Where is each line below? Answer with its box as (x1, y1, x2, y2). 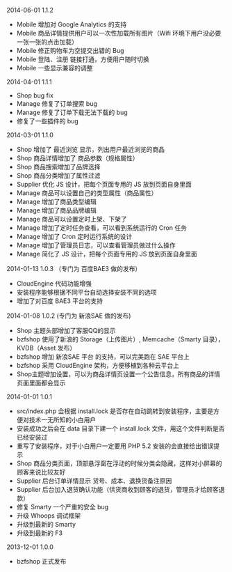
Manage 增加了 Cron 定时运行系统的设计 (16, 233, 133, 240)
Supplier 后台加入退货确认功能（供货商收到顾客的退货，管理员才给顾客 (16, 486, 219, 493)
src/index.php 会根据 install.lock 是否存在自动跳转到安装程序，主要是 (16, 407, 214, 415)
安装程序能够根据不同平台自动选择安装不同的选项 (16, 288, 157, 296)
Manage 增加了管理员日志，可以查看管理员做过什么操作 (16, 241, 176, 249)
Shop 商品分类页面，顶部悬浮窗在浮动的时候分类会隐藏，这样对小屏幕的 (16, 459, 222, 467)
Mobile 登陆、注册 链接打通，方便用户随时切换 (16, 55, 150, 63)
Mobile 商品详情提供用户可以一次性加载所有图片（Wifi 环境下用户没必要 (16, 29, 222, 37)
